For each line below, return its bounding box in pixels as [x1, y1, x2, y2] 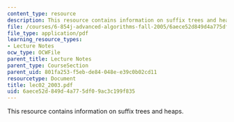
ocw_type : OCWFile [7, 49, 61, 56]
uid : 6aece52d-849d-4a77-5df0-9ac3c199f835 [7, 88, 136, 95]
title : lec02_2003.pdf [7, 82, 73, 89]
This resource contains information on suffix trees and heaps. [7, 107, 185, 116]
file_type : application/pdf [7, 29, 89, 37]
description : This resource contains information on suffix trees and [7, 17, 217, 24]
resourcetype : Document [7, 75, 77, 82]
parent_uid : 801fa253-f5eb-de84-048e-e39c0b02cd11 [7, 68, 157, 75]
